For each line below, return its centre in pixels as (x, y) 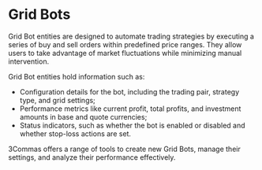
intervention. (29, 61)
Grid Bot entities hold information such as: (77, 76)
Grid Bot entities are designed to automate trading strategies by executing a (131, 36)
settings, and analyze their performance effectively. (92, 157)
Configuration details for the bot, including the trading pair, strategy (129, 91)
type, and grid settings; (58, 100)
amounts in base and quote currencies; (83, 116)
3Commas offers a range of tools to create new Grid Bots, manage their (124, 149)
